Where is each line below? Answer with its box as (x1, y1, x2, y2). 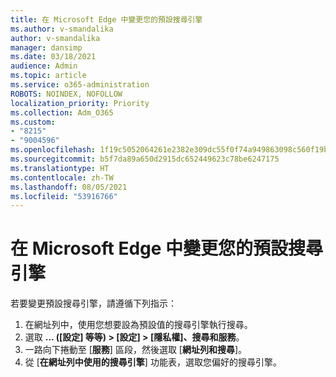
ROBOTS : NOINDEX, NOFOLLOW (10, 89, 123, 99)
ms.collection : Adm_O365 (10, 107, 114, 118)
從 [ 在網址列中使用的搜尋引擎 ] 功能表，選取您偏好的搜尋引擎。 (24, 356, 282, 368)
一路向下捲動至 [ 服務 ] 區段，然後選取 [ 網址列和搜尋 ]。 (24, 344, 248, 356)
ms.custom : (10, 117, 56, 127)
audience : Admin (10, 61, 78, 71)
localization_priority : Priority (10, 98, 150, 108)
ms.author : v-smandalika (10, 24, 114, 34)
